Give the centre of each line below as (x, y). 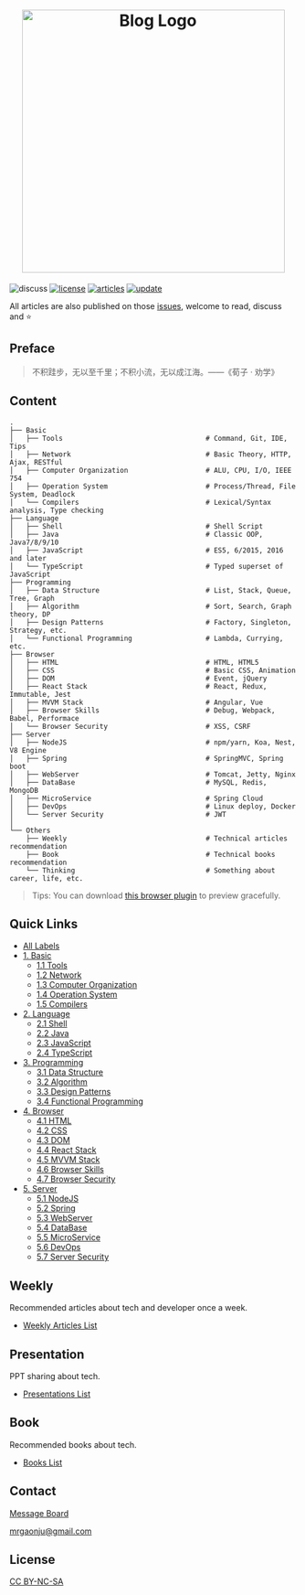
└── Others (30, 830)
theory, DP (30, 614)
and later (28, 558)
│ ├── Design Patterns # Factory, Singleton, (151, 622)
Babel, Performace (44, 718)
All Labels (41, 946)
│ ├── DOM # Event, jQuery (138, 678)
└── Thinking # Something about (151, 870)
